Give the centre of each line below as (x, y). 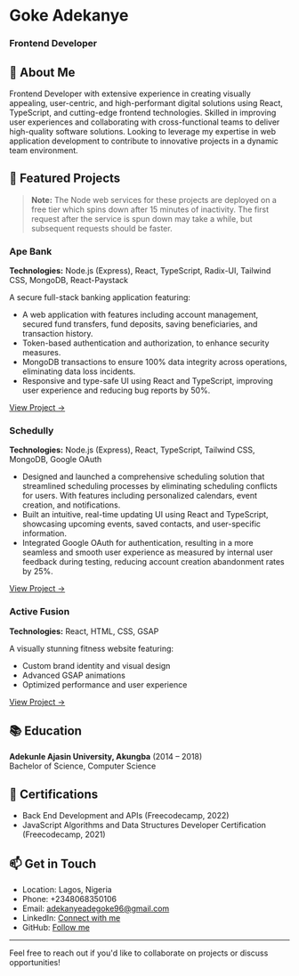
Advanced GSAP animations (74, 675)
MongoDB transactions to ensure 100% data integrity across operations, (154, 362)
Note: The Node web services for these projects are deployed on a (154, 199)
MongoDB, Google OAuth (56, 460)
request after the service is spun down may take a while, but (141, 218)
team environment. (44, 150)
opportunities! (35, 963)
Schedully (32, 430)
